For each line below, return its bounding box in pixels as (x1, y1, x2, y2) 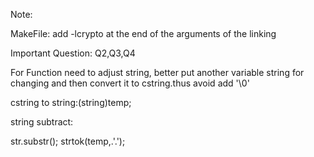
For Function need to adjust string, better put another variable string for (10, 67, 305, 78)
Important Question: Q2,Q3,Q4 (10, 47, 136, 59)
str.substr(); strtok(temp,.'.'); (10, 135, 126, 147)
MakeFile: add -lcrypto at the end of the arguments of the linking (10, 28, 277, 39)
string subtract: (10, 116, 74, 128)
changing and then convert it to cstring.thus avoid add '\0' (10, 77, 250, 89)
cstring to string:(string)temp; (10, 97, 132, 108)
